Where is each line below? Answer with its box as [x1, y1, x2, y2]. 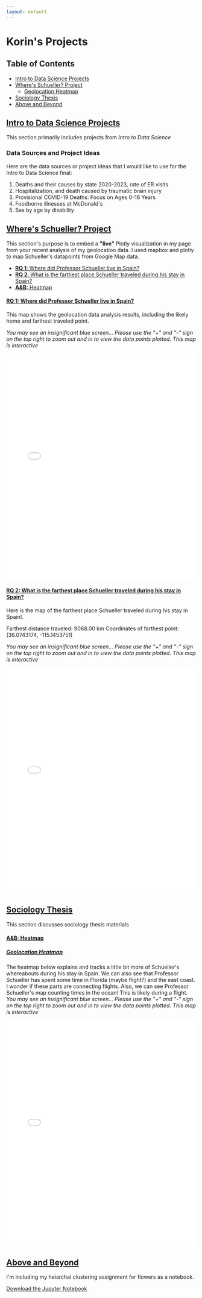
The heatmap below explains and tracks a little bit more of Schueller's [6, 963, 180, 971]
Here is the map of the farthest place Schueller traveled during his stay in [6, 607, 188, 614]
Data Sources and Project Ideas [6, 149, 101, 157]
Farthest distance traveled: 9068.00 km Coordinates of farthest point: [6, 625, 179, 632]
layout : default [6, 8, 47, 15]
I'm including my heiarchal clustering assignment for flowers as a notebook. [6, 1273, 195, 1281]
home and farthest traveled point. [6, 317, 89, 324]
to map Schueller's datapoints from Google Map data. [6, 253, 140, 260]
